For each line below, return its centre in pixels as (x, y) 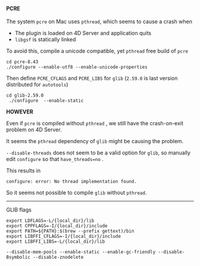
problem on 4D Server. (34, 130)
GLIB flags (19, 210)
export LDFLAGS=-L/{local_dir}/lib (50, 221)
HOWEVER (20, 112)
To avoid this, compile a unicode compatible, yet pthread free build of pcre (97, 51)
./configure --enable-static (46, 101)
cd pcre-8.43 (22, 62)
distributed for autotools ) (37, 85)
